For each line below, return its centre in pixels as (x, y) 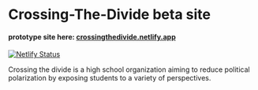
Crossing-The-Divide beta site (110, 15)
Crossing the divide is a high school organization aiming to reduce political (129, 69)
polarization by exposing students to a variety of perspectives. (110, 78)
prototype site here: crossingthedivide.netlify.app (92, 36)
